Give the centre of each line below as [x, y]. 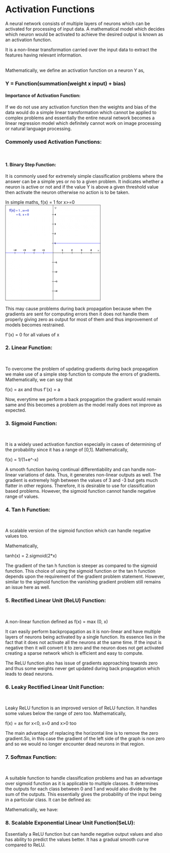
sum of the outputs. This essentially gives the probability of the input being [83, 794]
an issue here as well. [28, 588]
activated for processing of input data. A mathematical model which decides [85, 29]
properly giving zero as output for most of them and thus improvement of [82, 319]
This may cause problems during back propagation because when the [79, 308]
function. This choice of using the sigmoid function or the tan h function [80, 571]
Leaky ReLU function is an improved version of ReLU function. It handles [81, 708]
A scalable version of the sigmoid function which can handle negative [78, 530]
